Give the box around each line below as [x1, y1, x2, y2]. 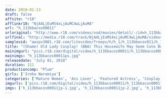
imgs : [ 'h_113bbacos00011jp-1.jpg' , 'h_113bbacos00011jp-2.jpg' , [5, 85, 142, 91]
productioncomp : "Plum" [5, 67, 54, 72]
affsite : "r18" [5, 16, 37, 21]
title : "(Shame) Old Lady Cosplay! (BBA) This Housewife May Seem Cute [5, 44, 156, 49]
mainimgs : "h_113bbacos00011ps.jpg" [5, 53, 81, 58]
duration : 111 [5, 62, 35, 67]
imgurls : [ [5, 81, 28, 86]
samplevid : [5, 40, 28, 45]
